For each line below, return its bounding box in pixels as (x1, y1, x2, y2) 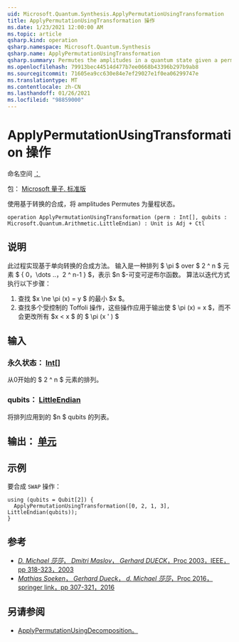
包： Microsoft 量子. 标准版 (7, 184, 87, 193)
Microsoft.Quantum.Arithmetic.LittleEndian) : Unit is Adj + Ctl (7, 220, 205, 227)
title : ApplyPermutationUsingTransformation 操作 (7, 17, 155, 24)
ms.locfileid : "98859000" (7, 97, 84, 104)
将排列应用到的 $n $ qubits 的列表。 (7, 412, 113, 421)
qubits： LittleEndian (7, 395, 81, 405)
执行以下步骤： (7, 279, 51, 288)
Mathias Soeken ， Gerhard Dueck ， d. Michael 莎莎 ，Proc (17, 574, 191, 582)
